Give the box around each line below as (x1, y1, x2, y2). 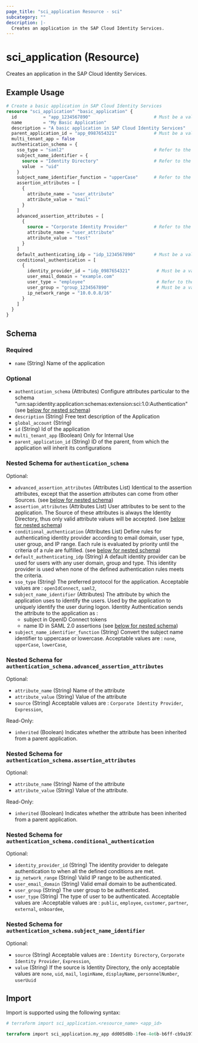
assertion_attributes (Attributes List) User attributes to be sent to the (14, 503, 186, 510)
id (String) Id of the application (14, 425, 90, 432)
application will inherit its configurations (14, 444, 112, 451)
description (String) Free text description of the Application (14, 413, 160, 420)
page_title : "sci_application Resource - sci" (6, 8, 123, 15)
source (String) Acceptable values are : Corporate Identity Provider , (14, 699, 184, 706)
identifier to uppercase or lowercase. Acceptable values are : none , (14, 635, 177, 642)
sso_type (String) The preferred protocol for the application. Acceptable (14, 578, 189, 586)
